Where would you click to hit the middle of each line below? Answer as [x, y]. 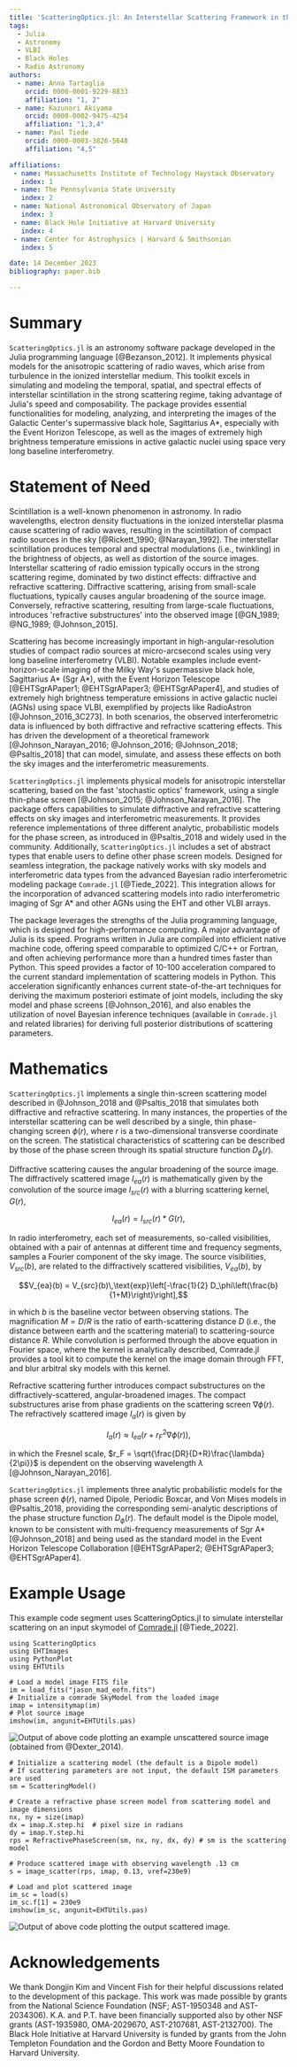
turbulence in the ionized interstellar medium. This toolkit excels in [129, 375]
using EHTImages [39, 1651]
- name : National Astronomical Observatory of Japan [112, 206]
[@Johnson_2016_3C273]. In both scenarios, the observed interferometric [144, 716]
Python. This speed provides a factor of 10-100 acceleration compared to [142, 967]
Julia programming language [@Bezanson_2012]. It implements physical [141, 357]
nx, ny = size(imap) [47, 1817]
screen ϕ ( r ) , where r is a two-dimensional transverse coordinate [162, 1130]
